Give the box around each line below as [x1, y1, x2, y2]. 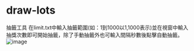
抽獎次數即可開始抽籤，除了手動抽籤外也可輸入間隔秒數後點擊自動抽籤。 [6, 31, 183, 39]
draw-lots [6, 4, 56, 17]
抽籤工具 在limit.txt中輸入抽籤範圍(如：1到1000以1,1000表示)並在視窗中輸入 [6, 24, 189, 31]
